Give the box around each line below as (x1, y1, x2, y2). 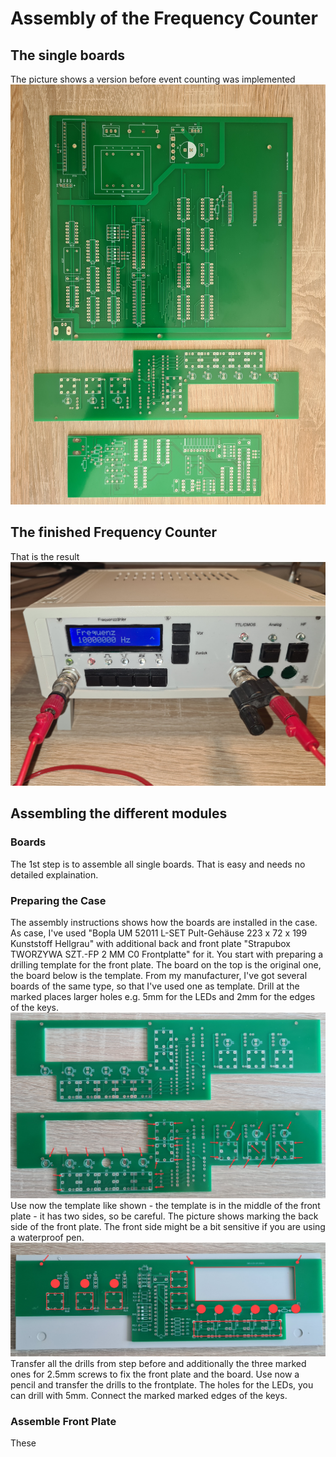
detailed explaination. (10, 868, 99, 881)
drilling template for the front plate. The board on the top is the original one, (10, 958, 322, 971)
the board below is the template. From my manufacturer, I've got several (10, 969, 308, 981)
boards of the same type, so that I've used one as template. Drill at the (10, 980, 300, 992)
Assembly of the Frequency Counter (10, 7, 318, 30)
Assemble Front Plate (10, 1414, 117, 1428)
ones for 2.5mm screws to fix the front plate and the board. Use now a (10, 1368, 300, 1380)
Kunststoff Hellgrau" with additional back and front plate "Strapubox (10, 937, 291, 949)
